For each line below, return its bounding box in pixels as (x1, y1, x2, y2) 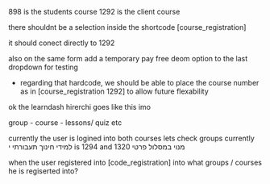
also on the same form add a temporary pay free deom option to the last (8, 54, 248, 63)
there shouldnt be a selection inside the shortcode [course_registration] (8, 23, 247, 31)
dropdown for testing (8, 62, 79, 72)
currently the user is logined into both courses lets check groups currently (8, 133, 255, 143)
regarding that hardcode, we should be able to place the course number (19, 78, 260, 87)
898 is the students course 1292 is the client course (8, 7, 181, 16)
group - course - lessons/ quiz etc (8, 118, 123, 128)
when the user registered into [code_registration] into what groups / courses (8, 157, 262, 167)
